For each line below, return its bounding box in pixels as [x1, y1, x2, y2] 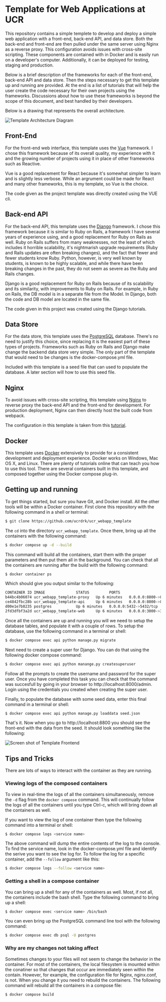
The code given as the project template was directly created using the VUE [5, 190, 158, 197]
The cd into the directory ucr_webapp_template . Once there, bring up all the [5, 528, 157, 534]
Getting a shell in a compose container [5, 877, 99, 884]
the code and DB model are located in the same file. [5, 296, 111, 302]
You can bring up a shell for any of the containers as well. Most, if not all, [5, 889, 154, 895]
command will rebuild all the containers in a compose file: [5, 982, 123, 988]
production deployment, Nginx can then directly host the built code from [5, 407, 153, 413]
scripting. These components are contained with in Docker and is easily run [5, 51, 159, 58]
